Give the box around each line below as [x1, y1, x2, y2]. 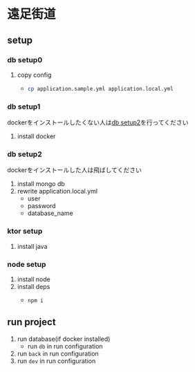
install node [17, 275, 50, 283]
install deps [17, 282, 50, 290]
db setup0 [7, 55, 43, 64]
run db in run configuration [27, 342, 103, 350]
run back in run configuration [17, 349, 99, 357]
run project [7, 316, 57, 328]
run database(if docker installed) [17, 335, 111, 343]
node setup [7, 259, 46, 269]
